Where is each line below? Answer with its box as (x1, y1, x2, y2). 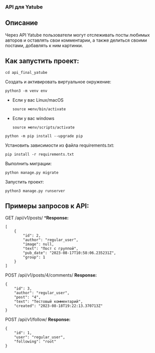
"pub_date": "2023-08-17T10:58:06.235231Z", (23, 250, 116, 256)
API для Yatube (5, 3, 43, 10)
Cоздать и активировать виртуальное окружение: (5, 78, 111, 85)
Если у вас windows (12, 115, 54, 121)
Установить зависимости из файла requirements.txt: (5, 142, 114, 148)
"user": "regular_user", (14, 335, 65, 340)
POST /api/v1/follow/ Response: (5, 316, 71, 323)
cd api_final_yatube (5, 70, 48, 75)
